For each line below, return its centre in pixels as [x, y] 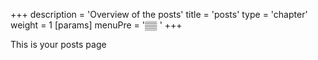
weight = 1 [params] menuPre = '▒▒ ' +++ [96, 25]
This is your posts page [58, 44]
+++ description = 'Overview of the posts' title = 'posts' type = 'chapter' [159, 14]
